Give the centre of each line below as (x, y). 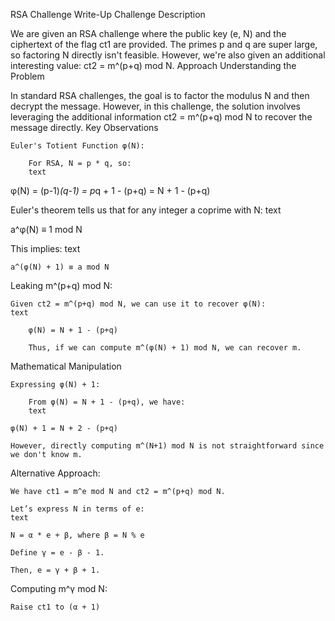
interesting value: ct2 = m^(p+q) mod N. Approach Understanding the (153, 65)
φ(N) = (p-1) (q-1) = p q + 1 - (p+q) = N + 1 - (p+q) (110, 190)
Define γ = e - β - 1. (57, 553)
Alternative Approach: (55, 473)
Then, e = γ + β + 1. (55, 570)
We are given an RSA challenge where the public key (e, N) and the (148, 33)
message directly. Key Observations (84, 127)
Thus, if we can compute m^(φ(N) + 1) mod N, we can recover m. (165, 348)
